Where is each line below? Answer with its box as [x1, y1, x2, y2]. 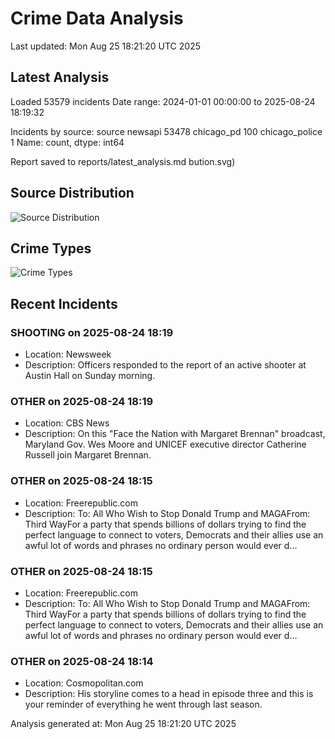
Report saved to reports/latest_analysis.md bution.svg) [10, 155, 236, 167]
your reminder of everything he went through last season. [24, 698, 263, 711]
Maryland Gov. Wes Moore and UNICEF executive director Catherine [24, 438, 307, 451]
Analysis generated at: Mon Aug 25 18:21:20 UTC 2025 [10, 718, 237, 730]
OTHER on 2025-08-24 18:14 [10, 654, 154, 668]
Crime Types [10, 240, 92, 257]
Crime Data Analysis [10, 7, 184, 30]
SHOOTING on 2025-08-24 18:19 [10, 325, 174, 339]
